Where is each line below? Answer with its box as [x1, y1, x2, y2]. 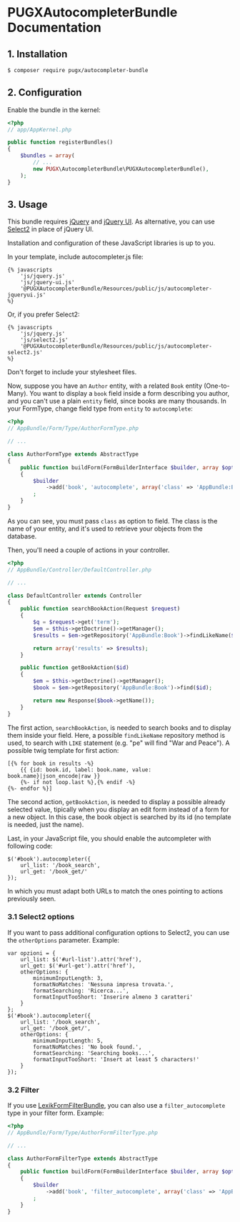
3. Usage [7, 198, 48, 211]
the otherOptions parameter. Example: [7, 936, 120, 944]
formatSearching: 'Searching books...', [33, 1049, 155, 1057]
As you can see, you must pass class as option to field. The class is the [7, 516, 218, 525]
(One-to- [203, 381, 230, 390]
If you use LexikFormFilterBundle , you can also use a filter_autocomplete [7, 1101, 226, 1110]
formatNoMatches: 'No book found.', [33, 1043, 142, 1051]
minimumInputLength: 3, [33, 974, 104, 982]
